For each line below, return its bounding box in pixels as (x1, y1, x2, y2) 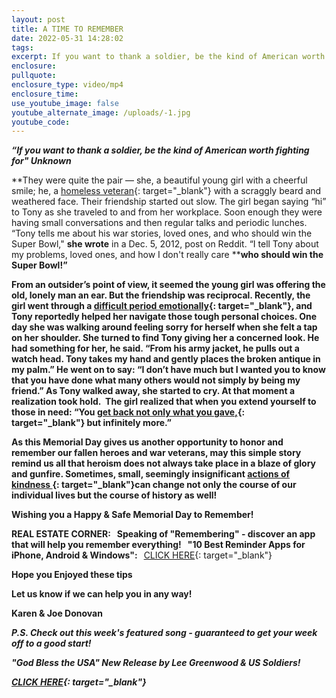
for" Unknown (11, 155, 72, 167)
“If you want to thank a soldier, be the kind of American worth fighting (11, 144, 310, 156)
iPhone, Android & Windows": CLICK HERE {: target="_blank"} (11, 549, 273, 561)
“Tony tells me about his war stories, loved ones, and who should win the (11, 227, 313, 240)
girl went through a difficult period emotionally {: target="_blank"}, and (11, 300, 313, 312)
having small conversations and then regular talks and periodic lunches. (11, 217, 308, 229)
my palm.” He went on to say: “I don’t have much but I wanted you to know (11, 364, 326, 376)
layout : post (11, 14, 66, 25)
